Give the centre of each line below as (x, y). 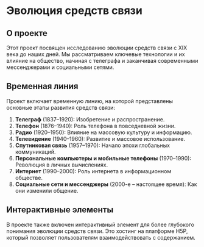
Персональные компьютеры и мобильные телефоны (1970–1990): (103, 158)
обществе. (29, 177)
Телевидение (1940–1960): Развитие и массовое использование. (100, 138)
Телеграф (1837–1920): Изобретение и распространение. (90, 119)
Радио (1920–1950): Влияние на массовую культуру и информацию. (104, 132)
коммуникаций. (35, 152)
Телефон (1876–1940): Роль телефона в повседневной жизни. (95, 126)
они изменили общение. (47, 190)
